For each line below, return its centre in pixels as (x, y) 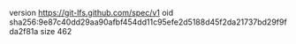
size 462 (56, 31)
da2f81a (24, 31)
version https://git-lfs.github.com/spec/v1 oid (91, 13)
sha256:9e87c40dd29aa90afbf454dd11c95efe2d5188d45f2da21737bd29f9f (148, 22)
